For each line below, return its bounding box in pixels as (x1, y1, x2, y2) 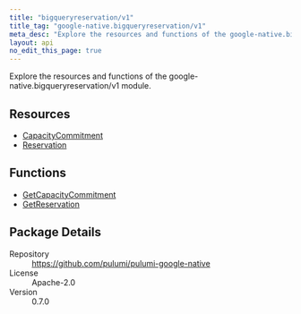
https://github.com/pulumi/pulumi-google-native (31, 258, 211, 268)
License (9, 267, 39, 278)
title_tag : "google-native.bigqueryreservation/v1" (9, 21, 206, 30)
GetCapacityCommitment (21, 189, 116, 199)
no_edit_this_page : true (9, 47, 102, 55)
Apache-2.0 (31, 276, 76, 287)
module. (120, 81, 151, 91)
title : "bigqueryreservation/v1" (9, 13, 134, 22)
